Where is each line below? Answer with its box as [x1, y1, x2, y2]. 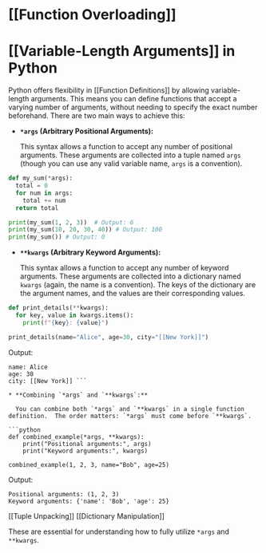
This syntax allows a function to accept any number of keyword [19, 263, 229, 273]
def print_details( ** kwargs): [8, 304, 109, 312]
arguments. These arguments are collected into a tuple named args [19, 150, 241, 160]
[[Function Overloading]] [8, 6, 177, 24]
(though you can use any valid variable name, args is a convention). [19, 159, 243, 168]
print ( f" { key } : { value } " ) [22, 318, 109, 326]
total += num [22, 196, 66, 204]
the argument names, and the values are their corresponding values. [19, 289, 246, 298]
